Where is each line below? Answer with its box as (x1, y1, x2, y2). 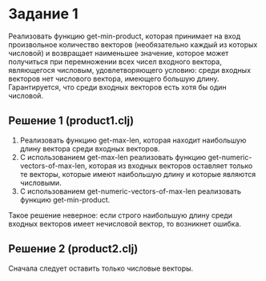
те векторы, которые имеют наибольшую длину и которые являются (19, 169, 256, 179)
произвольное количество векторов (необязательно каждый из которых (8, 39, 258, 49)
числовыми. (19, 178, 62, 187)
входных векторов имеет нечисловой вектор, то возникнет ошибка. (8, 219, 242, 228)
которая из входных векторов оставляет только (88, 161, 253, 171)
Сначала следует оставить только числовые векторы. (8, 263, 194, 273)
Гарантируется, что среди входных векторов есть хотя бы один (8, 82, 227, 92)
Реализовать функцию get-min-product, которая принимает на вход (8, 31, 241, 41)
